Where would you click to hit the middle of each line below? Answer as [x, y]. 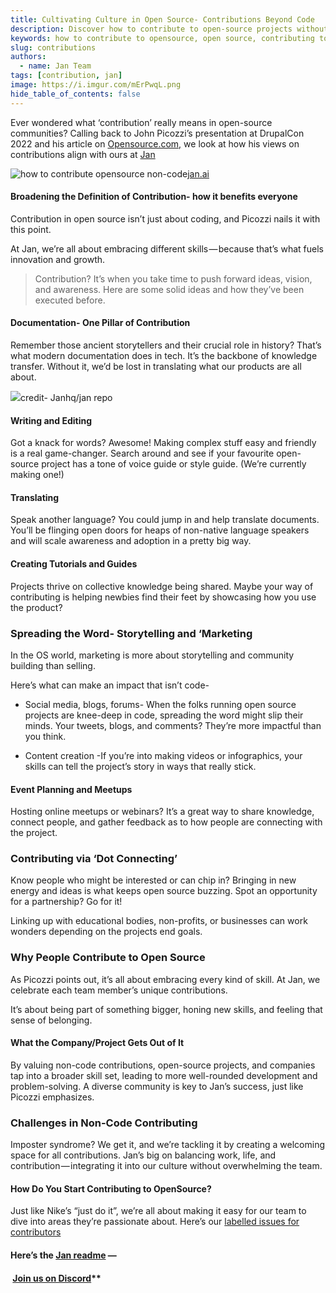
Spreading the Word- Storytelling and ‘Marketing [131, 633]
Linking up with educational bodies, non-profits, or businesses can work [159, 921]
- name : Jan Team [55, 66]
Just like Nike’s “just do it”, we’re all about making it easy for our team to [158, 1211]
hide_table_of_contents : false [75, 94]
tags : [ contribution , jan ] [66, 76]
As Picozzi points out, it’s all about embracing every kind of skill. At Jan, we [165, 979]
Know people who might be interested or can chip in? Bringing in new [153, 880]
